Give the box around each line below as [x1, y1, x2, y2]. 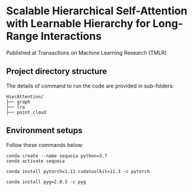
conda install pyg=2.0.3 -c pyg [6, 179, 86, 185]
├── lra [6, 104, 26, 110]
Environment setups [6, 126, 83, 136]
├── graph [6, 99, 31, 105]
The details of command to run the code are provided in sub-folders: [6, 82, 174, 89]
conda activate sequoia [6, 158, 65, 164]
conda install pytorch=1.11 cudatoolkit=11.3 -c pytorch [6, 168, 150, 174]
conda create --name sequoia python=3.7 [6, 153, 108, 159]
